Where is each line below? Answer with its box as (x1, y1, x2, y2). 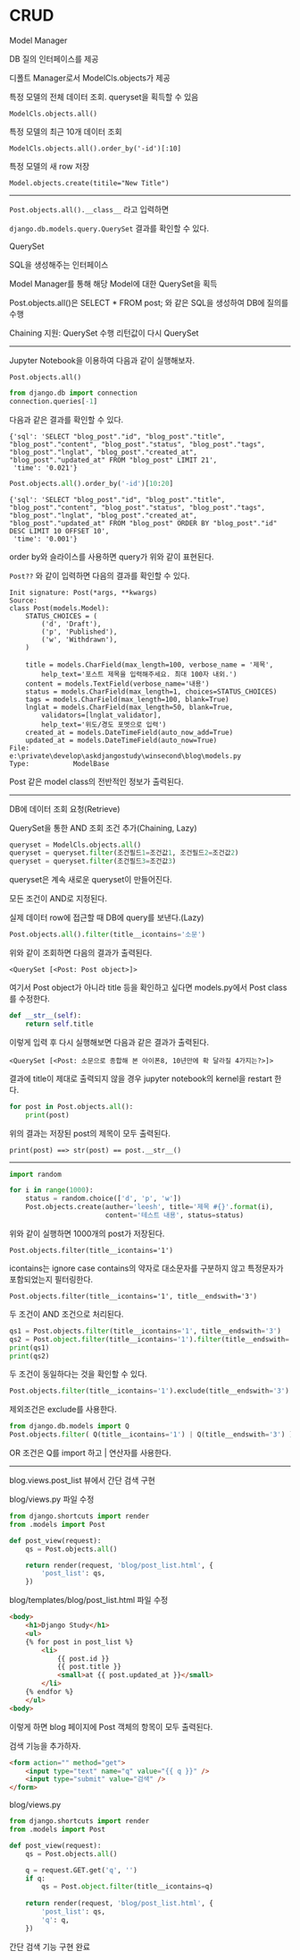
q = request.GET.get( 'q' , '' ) (25, 1865, 138, 1875)
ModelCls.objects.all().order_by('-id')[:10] (9, 144, 181, 153)
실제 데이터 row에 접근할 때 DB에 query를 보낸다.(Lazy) (9, 912, 204, 923)
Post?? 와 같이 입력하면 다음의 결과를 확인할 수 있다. (9, 570, 190, 581)
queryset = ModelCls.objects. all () (9, 840, 142, 849)
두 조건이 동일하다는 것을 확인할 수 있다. (9, 1368, 147, 1379)
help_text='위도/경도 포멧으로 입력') (41, 720, 167, 729)
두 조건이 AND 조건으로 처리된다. (9, 1308, 124, 1319)
